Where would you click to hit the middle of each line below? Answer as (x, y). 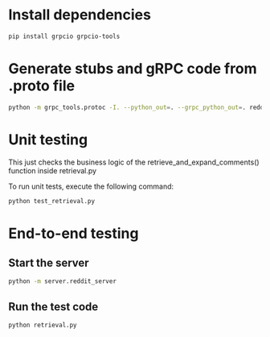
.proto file (41, 85)
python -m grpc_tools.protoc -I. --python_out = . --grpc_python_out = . (127, 107)
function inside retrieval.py (53, 170)
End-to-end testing (74, 233)
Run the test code (53, 307)
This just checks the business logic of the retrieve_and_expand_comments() (134, 162)
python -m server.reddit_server (62, 281)
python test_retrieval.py (51, 201)
